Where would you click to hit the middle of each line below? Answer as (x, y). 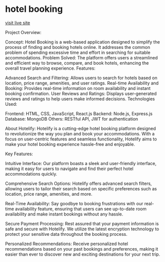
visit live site (18, 23)
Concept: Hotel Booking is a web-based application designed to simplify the (82, 42)
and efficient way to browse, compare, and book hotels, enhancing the (77, 63)
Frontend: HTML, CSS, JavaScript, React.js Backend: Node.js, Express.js (79, 113)
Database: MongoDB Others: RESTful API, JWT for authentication (72, 119)
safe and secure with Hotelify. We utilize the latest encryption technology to (82, 229)
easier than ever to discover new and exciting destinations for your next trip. (83, 254)
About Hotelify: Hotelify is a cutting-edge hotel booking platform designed (81, 128)
